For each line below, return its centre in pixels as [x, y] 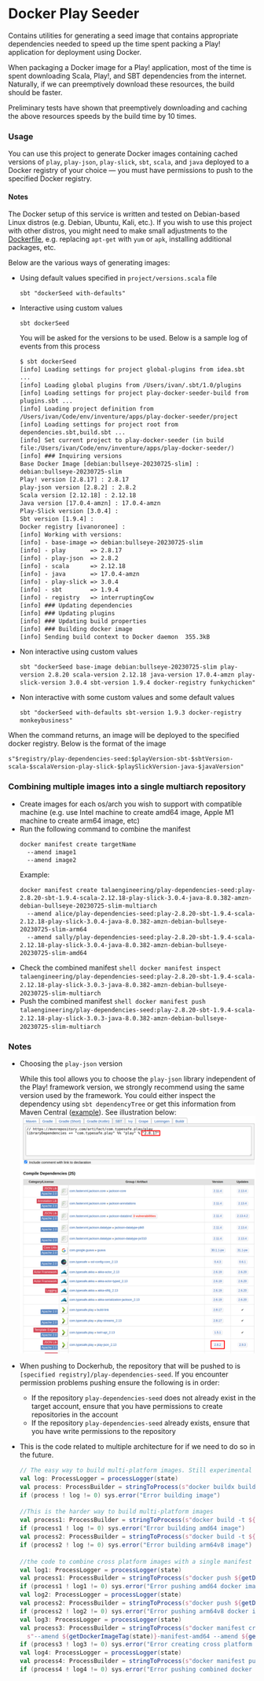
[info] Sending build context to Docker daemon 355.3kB [115, 637]
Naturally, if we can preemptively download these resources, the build [121, 84]
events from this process [60, 346]
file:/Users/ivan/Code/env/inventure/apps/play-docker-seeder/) [127, 448]
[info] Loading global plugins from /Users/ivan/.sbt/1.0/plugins [130, 385]
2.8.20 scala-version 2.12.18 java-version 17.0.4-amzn [141, 675]
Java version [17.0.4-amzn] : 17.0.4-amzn [90, 503]
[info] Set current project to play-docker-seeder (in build [122, 441]
